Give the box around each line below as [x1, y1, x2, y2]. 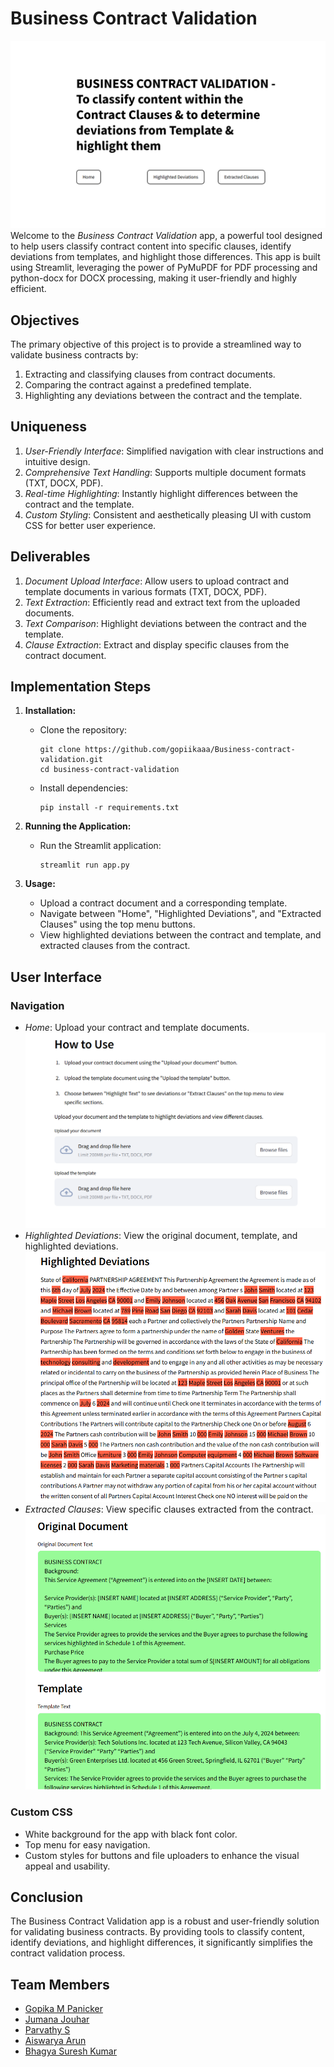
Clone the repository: [39, 724, 128, 736]
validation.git [39, 755, 103, 765]
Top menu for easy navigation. [24, 1838, 151, 1851]
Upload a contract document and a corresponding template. [39, 897, 288, 909]
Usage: [24, 878, 56, 890]
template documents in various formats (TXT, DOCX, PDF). [24, 585, 267, 597]
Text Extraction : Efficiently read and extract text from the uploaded [24, 596, 301, 608]
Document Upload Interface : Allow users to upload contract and [24, 575, 290, 587]
